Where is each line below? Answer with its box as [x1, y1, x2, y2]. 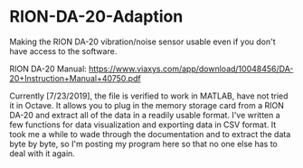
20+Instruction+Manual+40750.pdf [9, 72, 142, 83]
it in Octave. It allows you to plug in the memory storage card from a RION [9, 99, 285, 110]
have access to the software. [9, 45, 118, 56]
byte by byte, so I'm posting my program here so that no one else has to [9, 138, 279, 149]
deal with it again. [9, 147, 75, 159]
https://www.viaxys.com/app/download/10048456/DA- [89, 63, 294, 74]
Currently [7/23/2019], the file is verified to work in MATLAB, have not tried [9, 90, 289, 101]
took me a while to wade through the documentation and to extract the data [9, 128, 291, 139]
